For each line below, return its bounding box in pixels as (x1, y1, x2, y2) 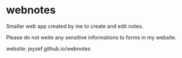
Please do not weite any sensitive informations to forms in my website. (6, 34, 177, 41)
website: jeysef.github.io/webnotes (6, 45, 91, 52)
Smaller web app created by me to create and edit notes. (6, 23, 144, 30)
